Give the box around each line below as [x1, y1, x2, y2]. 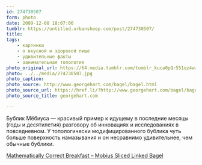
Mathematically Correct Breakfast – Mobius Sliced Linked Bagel [6, 152, 164, 159]
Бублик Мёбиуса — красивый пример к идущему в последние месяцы [6, 114, 189, 122]
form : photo [6, 14, 36, 20]
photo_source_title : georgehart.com [6, 93, 98, 99]
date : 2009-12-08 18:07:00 [6, 20, 74, 26]
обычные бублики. [6, 140, 54, 148]
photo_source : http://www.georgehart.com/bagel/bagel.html [6, 82, 158, 88]
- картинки [17, 43, 44, 49]
